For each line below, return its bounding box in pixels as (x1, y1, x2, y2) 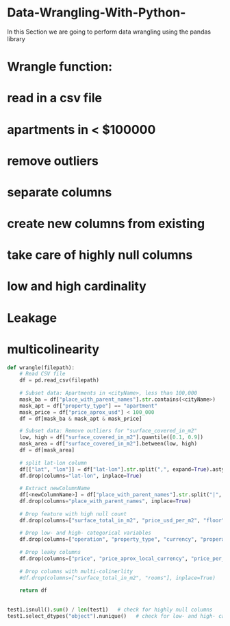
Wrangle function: (7, 59, 113, 75)
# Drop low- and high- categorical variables (19, 530, 152, 537)
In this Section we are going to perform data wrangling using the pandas (7, 27, 211, 36)
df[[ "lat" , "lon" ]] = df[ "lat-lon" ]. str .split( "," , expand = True (19, 465, 207, 473)
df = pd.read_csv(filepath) (19, 377, 99, 384)
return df (19, 587, 48, 594)
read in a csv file (7, 91, 103, 106)
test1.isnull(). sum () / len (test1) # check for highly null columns (7, 606, 213, 613)
